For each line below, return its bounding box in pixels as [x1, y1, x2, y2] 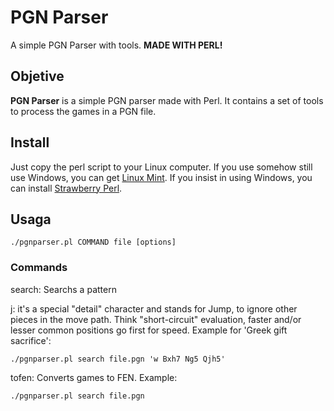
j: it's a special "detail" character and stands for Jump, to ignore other [10, 302, 298, 315]
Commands [10, 261, 68, 275]
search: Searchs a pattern [10, 283, 117, 295]
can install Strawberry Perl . [10, 182, 123, 194]
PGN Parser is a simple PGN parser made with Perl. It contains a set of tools [10, 94, 324, 106]
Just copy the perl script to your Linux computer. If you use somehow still [10, 161, 313, 173]
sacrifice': [10, 334, 52, 346]
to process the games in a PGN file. [10, 105, 157, 117]
